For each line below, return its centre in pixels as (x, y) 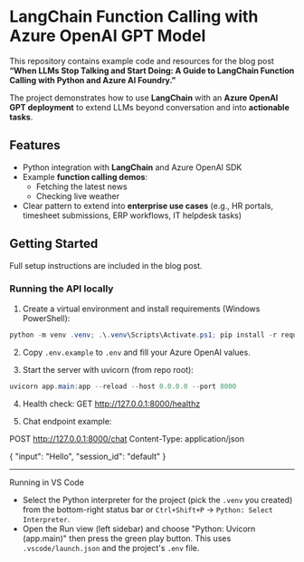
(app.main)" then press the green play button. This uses (127, 538)
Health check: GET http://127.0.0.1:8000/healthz (111, 404)
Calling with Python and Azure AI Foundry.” (93, 80)
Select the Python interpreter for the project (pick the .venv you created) (157, 500)
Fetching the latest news (82, 186)
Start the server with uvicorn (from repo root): (108, 369)
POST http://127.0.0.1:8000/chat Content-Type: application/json (127, 438)
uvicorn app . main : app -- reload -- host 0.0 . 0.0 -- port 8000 (123, 386)
